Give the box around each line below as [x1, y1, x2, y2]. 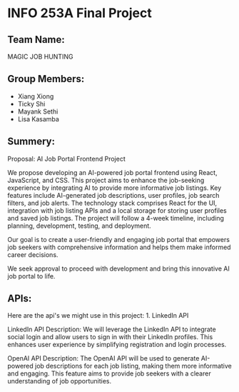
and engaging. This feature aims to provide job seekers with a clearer [7, 369, 212, 378]
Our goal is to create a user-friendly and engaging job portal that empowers [7, 235, 230, 243]
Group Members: [7, 73, 85, 85]
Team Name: [7, 34, 66, 46]
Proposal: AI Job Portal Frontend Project [7, 154, 126, 163]
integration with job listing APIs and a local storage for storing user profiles [7, 206, 227, 215]
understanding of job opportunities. [7, 377, 112, 386]
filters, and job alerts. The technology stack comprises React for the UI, [7, 198, 218, 207]
